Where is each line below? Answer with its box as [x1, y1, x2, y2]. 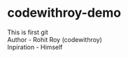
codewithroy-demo [7, 5, 122, 21]
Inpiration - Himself [7, 43, 63, 51]
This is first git [7, 28, 49, 36]
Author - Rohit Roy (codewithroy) [7, 35, 103, 43]
